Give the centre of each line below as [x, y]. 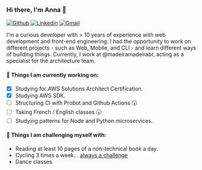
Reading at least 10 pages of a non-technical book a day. [87, 149]
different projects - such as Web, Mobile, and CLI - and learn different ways [101, 48]
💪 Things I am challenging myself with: [56, 135]
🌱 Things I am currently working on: [52, 75]
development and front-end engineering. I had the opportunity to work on [99, 42]
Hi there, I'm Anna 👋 [36, 10]
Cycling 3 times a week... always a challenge [71, 155]
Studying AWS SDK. [40, 95]
